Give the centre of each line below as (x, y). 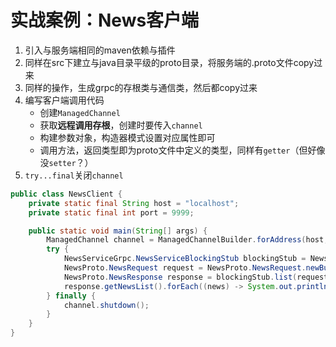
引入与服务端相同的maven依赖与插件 (100, 50)
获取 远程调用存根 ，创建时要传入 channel (121, 125)
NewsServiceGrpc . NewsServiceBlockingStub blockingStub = (185, 259)
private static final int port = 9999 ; (111, 212)
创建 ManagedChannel (80, 112)
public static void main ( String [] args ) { (118, 231)
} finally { (71, 296)
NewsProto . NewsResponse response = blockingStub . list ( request (196, 277)
